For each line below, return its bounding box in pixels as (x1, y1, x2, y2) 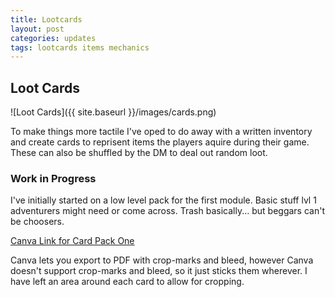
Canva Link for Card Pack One (10, 235, 135, 247)
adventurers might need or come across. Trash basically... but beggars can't (10, 205, 325, 217)
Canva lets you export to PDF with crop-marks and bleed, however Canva (10, 254, 314, 266)
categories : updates (10, 33, 97, 43)
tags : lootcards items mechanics (10, 42, 150, 53)
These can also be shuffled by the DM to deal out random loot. (10, 147, 268, 159)
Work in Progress (10, 171, 97, 185)
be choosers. (10, 216, 65, 228)
